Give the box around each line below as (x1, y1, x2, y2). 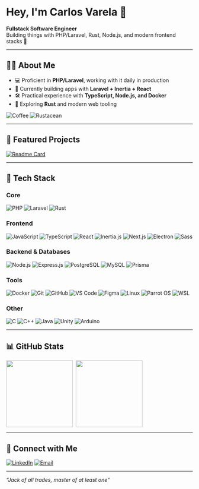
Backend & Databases (6, 248, 70, 256)
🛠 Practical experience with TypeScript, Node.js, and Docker (14, 92, 167, 99)
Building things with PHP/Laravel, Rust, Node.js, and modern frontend (6, 31, 176, 38)
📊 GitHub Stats (6, 341, 64, 351)
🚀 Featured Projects (6, 135, 81, 145)
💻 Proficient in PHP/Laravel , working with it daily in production (14, 77, 169, 84)
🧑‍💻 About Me (6, 61, 56, 71)
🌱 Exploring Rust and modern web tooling (14, 100, 117, 108)
